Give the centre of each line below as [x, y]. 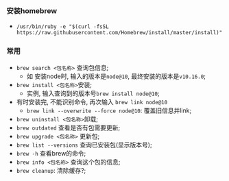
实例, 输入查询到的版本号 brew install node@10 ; [93, 93]
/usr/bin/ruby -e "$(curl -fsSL [62, 27]
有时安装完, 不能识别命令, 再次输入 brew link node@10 [92, 101]
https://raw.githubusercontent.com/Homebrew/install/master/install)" [119, 33]
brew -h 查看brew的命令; [51, 153]
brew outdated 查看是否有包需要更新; [68, 128]
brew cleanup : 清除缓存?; [51, 170]
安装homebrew [32, 10]
